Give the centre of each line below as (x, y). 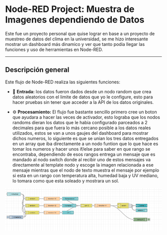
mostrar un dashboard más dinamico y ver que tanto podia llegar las (75, 44)
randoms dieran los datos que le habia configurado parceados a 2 (80, 122)
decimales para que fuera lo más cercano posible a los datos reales (82, 128)
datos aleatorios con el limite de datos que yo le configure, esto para (83, 97)
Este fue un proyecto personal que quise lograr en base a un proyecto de (80, 33)
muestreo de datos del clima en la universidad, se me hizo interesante (77, 39)
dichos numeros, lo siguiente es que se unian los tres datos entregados (85, 138)
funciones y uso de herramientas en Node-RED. (54, 49)
